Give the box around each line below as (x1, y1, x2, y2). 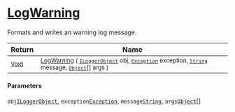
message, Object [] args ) (41, 63, 109, 71)
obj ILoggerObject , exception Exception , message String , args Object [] (7, 97, 201, 106)
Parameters (7, 81, 42, 90)
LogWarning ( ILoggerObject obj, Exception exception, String (41, 56, 208, 64)
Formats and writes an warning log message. (7, 28, 137, 36)
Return (10, 44, 34, 54)
